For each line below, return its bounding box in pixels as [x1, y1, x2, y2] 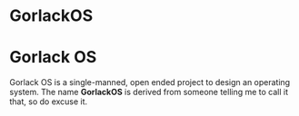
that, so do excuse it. [9, 96, 88, 107]
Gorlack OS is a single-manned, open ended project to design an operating [9, 77, 291, 88]
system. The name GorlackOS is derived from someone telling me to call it [9, 87, 289, 98]
